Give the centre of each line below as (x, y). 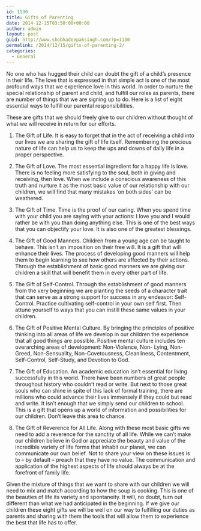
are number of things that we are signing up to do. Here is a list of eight (94, 99)
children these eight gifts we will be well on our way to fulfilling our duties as (100, 509)
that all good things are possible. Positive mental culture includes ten (100, 340)
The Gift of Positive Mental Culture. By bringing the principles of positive (104, 328)
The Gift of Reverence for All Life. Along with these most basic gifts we (102, 428)
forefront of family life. (43, 472)
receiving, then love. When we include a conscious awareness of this (100, 179)
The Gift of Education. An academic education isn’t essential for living (101, 371)
